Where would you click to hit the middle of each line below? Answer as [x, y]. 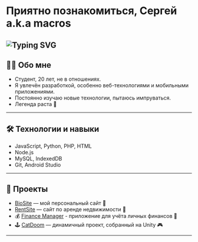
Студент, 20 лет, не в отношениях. [58, 79]
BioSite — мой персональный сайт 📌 [60, 203]
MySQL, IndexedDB [38, 159]
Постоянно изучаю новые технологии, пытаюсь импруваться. [93, 98]
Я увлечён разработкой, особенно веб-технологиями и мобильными [102, 85]
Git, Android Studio [38, 165]
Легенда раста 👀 [36, 104]
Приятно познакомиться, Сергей [92, 11]
